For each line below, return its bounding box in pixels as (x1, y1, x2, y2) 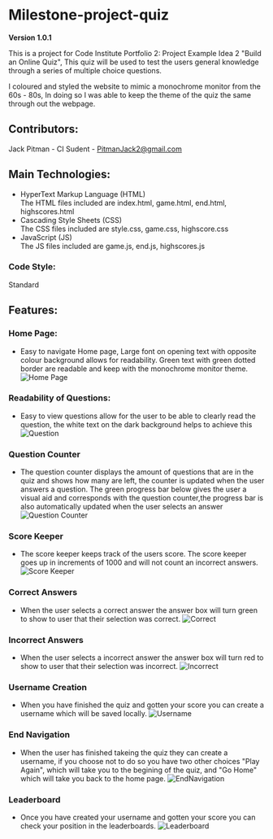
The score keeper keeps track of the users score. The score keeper (19, 549, 247, 559)
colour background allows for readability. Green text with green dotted (19, 355, 256, 365)
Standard (8, 279, 39, 290)
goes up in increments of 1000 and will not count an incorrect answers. (19, 557, 258, 567)
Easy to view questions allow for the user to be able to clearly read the (19, 411, 256, 421)
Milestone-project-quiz (8, 6, 169, 24)
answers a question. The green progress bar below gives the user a (19, 484, 247, 494)
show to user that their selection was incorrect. (19, 662, 179, 671)
